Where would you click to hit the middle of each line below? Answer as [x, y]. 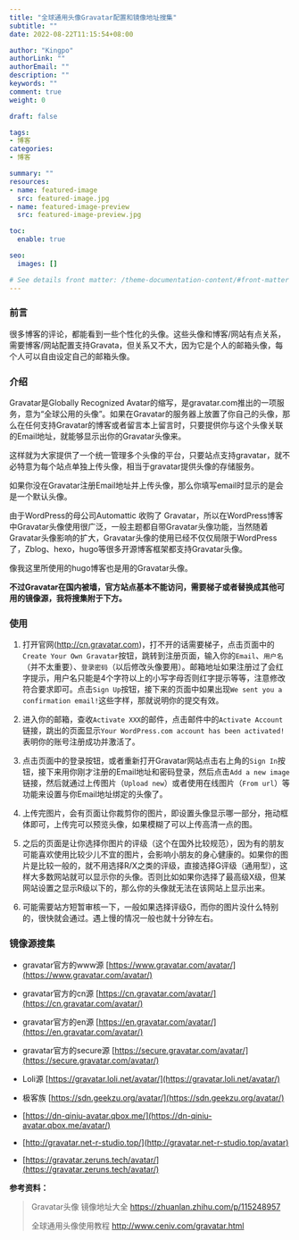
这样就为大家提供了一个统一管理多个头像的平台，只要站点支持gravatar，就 [146, 456]
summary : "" [31, 173]
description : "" [39, 75]
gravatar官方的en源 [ [61, 1022]
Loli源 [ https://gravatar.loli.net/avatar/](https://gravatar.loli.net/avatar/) [151, 1078]
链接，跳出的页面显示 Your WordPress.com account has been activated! [154, 731]
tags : [19, 132]
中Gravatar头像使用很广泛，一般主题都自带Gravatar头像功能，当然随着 [139, 527]
